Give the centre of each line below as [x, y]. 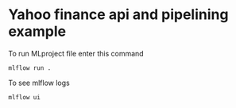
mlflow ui [25, 97]
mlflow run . [30, 68]
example [37, 31]
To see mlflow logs [39, 83]
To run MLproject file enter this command [76, 53]
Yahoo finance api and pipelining [118, 15]
